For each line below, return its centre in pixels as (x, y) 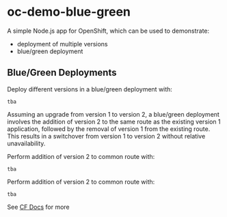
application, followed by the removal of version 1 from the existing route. (109, 129)
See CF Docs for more (38, 207)
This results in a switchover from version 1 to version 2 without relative (106, 136)
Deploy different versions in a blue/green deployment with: (90, 89)
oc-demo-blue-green (69, 12)
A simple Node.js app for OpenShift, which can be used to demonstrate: (108, 31)
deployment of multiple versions (62, 44)
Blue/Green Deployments (62, 73)
